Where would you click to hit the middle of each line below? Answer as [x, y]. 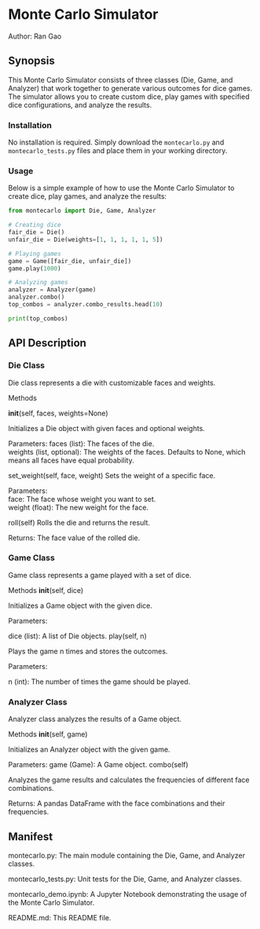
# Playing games [35, 254]
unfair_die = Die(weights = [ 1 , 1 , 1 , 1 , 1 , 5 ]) [86, 240]
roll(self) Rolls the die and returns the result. [79, 522]
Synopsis [31, 61]
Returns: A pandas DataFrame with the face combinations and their [117, 803]
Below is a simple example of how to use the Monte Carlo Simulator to [121, 188]
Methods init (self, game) [48, 734]
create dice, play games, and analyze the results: [88, 196]
